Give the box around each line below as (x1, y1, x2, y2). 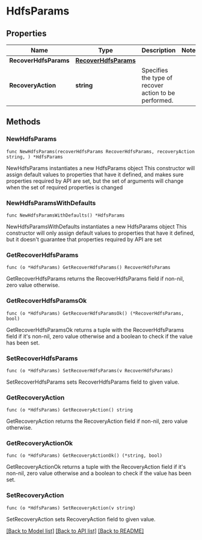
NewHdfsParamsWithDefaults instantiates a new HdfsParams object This (6, 223, 187, 230)
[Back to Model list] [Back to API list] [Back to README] (6, 527, 144, 535)
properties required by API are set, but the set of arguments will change (6, 177, 184, 185)
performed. (141, 97, 174, 104)
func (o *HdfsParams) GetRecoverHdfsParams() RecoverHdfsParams (6, 264, 171, 271)
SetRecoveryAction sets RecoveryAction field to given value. (6, 515, 156, 523)
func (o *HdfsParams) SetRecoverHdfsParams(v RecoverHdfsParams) (6, 367, 173, 373)
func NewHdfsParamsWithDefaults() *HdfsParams (6, 212, 125, 218)
